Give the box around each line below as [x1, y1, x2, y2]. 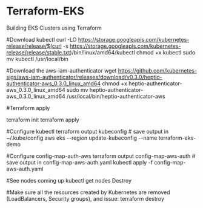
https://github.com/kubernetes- [118, 67, 198, 74]
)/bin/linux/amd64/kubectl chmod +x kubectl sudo [69, 48, 196, 56]
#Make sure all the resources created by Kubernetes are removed [6, 189, 171, 196]
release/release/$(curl [6, 42, 62, 50]
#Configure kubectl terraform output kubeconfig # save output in [6, 128, 168, 135]
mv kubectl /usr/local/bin [6, 55, 68, 62]
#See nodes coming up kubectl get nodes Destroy [6, 177, 132, 184]
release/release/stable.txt [6, 48, 70, 56]
